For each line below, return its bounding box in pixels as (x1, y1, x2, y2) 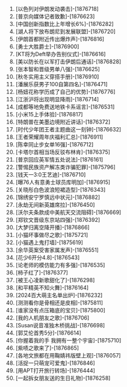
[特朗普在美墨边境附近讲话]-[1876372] (15, 118, 111, 125)
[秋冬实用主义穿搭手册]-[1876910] (15, 73, 99, 80)
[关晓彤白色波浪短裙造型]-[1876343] (15, 186, 106, 193)
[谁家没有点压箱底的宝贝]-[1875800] (15, 307, 106, 313)
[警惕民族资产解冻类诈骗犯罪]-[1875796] (15, 163, 116, 171)
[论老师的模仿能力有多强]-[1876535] (15, 262, 105, 268)
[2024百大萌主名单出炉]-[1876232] (15, 292, 103, 298)
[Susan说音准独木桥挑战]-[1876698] (15, 322, 105, 329)
